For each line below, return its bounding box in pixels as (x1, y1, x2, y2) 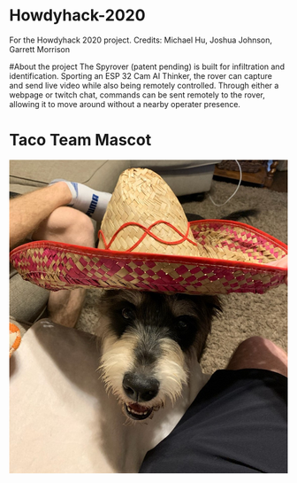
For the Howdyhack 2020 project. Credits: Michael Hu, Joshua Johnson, (9, 35, 272, 45)
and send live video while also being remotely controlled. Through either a (9, 80, 279, 90)
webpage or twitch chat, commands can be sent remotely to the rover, (9, 90, 265, 100)
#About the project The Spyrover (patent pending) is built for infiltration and (9, 61, 286, 72)
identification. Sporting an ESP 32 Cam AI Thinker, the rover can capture (9, 70, 272, 81)
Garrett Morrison (9, 43, 71, 54)
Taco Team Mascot (9, 130, 152, 151)
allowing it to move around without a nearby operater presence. (9, 98, 241, 109)
